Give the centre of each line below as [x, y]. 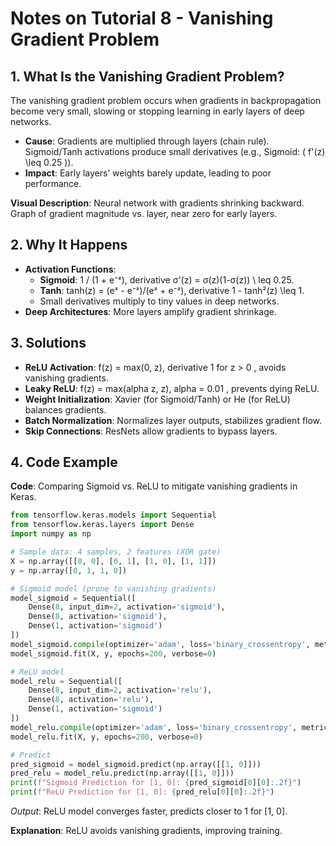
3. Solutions [48, 343]
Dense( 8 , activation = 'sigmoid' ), [98, 617]
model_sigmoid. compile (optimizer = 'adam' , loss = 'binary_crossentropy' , [160, 644]
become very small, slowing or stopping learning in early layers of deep [157, 111]
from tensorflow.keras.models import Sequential [113, 515]
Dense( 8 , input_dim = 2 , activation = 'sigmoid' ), [127, 607]
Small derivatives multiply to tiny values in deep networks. [159, 301]
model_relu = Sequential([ [66, 681]
